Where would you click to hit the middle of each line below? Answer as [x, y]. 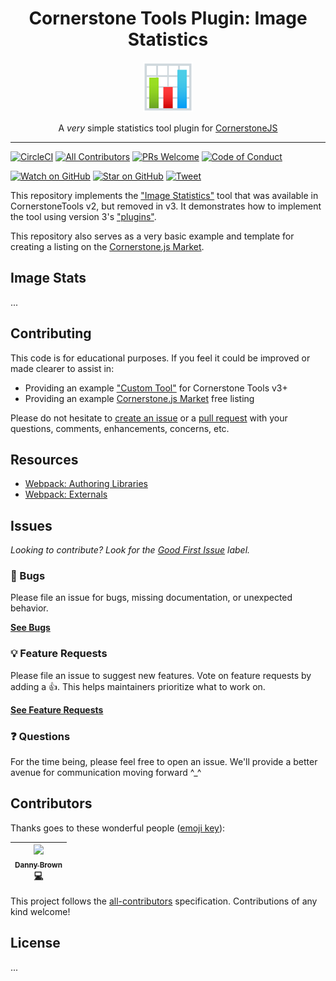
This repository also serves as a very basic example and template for [152, 236]
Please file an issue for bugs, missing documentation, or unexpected [151, 598]
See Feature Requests [57, 709]
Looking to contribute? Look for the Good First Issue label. [130, 550]
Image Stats [48, 278]
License [35, 943]
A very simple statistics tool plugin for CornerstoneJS [168, 128]
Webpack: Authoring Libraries [86, 484]
